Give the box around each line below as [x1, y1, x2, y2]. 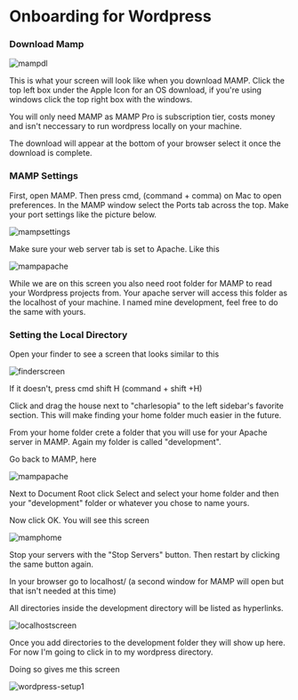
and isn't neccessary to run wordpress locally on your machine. [9, 121, 242, 132]
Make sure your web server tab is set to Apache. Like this [9, 243, 220, 254]
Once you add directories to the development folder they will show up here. [9, 638, 286, 648]
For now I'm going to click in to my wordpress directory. [9, 647, 213, 657]
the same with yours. [9, 306, 86, 317]
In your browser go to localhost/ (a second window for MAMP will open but [9, 576, 285, 587]
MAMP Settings [9, 170, 78, 182]
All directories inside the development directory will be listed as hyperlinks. [9, 603, 284, 614]
